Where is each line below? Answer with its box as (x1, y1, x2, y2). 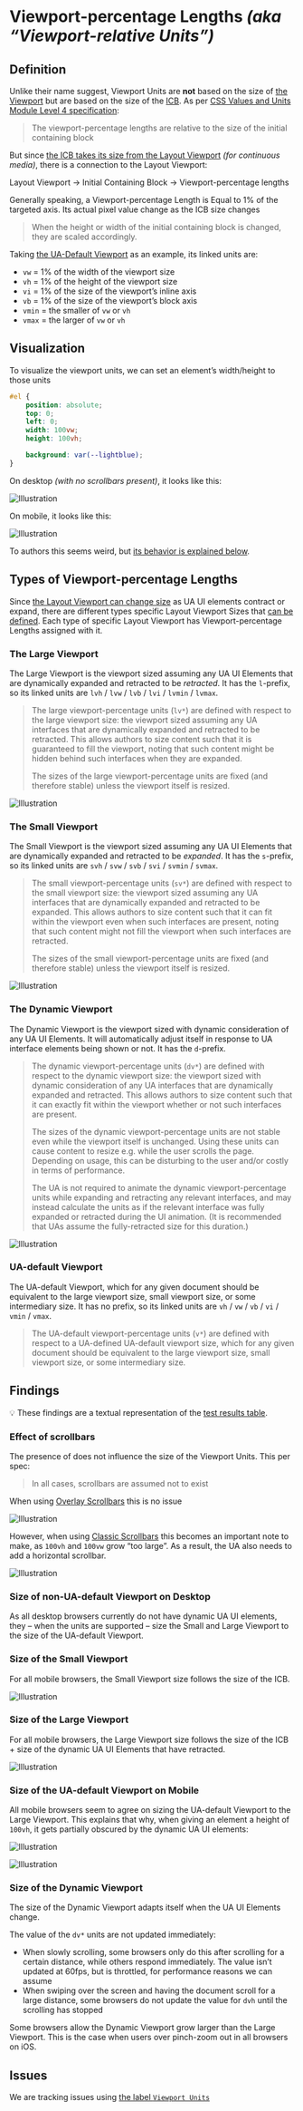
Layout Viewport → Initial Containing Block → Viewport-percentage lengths (9, 177, 289, 188)
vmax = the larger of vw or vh (22, 315, 126, 325)
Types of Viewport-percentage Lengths (9, 572, 238, 587)
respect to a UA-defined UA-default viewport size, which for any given (31, 1337, 295, 1348)
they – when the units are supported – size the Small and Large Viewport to (9, 1621, 289, 1632)
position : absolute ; (25, 401, 103, 410)
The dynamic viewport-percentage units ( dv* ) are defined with (31, 1060, 265, 1071)
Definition (9, 62, 66, 77)
